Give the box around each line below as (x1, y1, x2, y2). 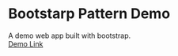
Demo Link (8, 39, 44, 48)
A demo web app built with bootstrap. (8, 31, 131, 40)
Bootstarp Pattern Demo (8, 5, 171, 23)
